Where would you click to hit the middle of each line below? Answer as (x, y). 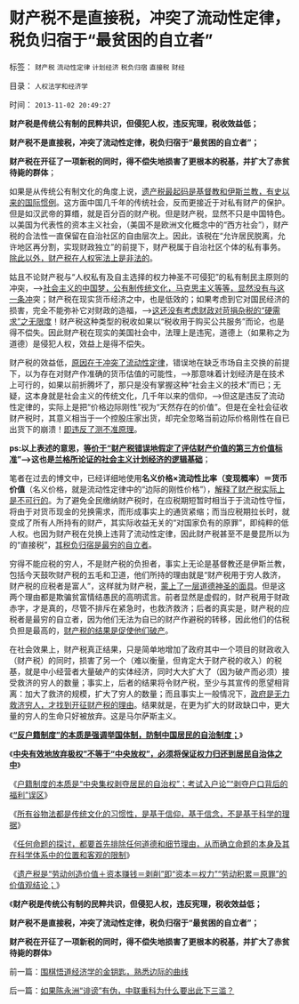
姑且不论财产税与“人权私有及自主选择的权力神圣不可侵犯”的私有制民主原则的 (149, 277)
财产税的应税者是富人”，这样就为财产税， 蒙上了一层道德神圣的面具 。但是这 (148, 586)
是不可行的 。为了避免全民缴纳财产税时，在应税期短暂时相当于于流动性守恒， (149, 500)
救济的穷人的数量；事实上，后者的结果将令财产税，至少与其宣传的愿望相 (149, 682)
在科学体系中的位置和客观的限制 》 (72, 855)
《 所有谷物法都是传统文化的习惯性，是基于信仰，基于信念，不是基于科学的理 (149, 814)
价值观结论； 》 (36, 885)
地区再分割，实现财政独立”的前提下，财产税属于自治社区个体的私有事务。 (151, 246)
